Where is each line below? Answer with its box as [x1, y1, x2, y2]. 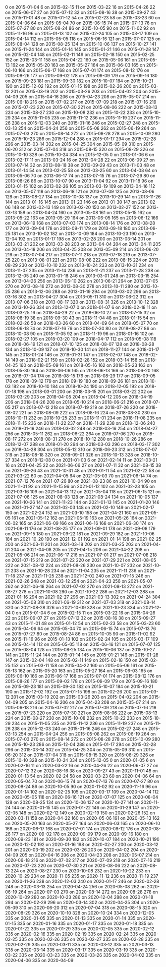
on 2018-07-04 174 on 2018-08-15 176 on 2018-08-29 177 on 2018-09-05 [5, 373, 156, 379]
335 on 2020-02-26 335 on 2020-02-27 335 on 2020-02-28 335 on [19, 936, 160, 942]
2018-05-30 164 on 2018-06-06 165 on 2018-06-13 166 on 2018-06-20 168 [5, 368, 159, 373]
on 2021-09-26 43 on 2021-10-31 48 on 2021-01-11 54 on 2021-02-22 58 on [5, 468, 161, 473]
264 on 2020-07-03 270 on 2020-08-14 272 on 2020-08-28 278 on [18, 889, 158, 895]
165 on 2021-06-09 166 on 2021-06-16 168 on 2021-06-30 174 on [19, 520, 154, 526]
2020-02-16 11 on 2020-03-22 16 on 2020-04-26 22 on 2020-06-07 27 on [5, 763, 159, 768]
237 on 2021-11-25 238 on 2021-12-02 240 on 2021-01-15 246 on [16, 573, 150, 579]
